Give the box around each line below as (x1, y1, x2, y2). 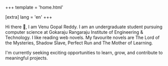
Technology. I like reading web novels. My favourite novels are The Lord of (5, 35, 160, 40)
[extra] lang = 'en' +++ (5, 14, 53, 20)
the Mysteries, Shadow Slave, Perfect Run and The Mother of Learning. (5, 40, 153, 46)
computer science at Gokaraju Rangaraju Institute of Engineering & (5, 29, 143, 35)
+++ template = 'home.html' (5, 5, 64, 10)
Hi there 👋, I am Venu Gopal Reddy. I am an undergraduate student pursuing (5, 24, 162, 30)
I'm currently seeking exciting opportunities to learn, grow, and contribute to (5, 50, 163, 55)
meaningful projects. (5, 55, 48, 61)
